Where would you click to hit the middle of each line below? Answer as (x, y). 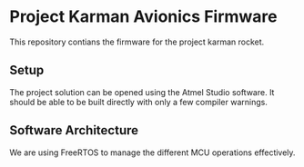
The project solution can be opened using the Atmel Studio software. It (142, 92)
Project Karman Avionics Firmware (143, 17)
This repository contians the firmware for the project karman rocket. (137, 42)
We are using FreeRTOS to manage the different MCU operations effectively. (152, 152)
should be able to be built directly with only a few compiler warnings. (139, 102)
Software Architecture (74, 130)
